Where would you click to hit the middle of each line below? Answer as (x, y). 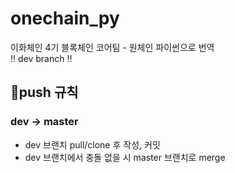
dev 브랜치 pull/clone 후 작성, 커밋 (92, 144)
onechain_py (65, 18)
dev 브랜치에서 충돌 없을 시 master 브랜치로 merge (125, 157)
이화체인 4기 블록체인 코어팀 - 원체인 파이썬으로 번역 (112, 47)
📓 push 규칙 (44, 92)
